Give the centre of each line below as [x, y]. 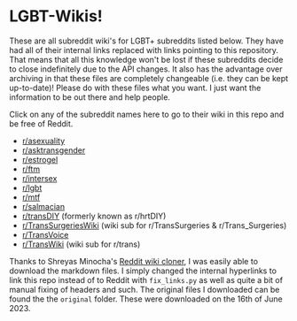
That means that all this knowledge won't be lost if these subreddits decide [146, 59]
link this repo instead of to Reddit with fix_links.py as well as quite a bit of [146, 279]
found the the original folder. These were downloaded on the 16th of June [146, 299]
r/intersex [39, 178]
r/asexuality [43, 141]
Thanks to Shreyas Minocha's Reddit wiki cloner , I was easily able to [134, 261]
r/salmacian [43, 206]
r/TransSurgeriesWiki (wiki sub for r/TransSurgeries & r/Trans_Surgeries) [154, 225]
